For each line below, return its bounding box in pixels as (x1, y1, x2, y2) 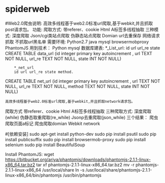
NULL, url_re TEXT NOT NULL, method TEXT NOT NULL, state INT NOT (5, 83, 150, 89)
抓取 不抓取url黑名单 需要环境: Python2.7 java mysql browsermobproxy (5, 38, 149, 45)
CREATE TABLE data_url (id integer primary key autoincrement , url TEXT (5, 50, 153, 56)
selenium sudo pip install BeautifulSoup (5, 142, 85, 148)
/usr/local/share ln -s (42, 167, 85, 173)
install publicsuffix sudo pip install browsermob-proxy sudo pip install (5, 136, 146, 142)
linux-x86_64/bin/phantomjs (5, 172, 62, 178)
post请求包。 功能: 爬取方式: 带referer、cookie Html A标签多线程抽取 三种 (5, 26, 154, 32)
